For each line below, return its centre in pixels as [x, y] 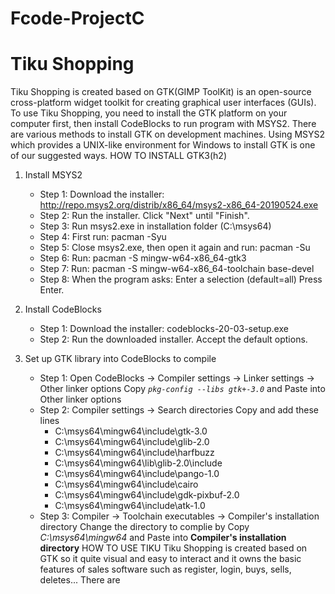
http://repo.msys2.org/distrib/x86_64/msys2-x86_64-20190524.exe [179, 205]
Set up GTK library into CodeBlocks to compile [120, 359]
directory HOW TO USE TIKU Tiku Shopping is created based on [173, 548]
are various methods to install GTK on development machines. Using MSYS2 [168, 134]
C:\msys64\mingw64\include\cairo [126, 484]
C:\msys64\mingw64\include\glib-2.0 [132, 442]
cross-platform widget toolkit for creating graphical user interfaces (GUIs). [163, 103]
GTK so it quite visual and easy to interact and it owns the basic [170, 559]
